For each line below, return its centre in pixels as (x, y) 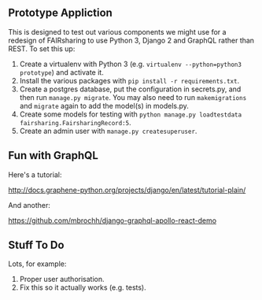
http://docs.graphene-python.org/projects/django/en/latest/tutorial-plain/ (127, 190)
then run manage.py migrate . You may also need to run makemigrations (133, 97)
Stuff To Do (36, 245)
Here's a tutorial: (35, 174)
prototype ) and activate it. (61, 72)
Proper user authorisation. (62, 280)
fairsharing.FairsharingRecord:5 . (75, 122)
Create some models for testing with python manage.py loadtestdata (131, 114)
